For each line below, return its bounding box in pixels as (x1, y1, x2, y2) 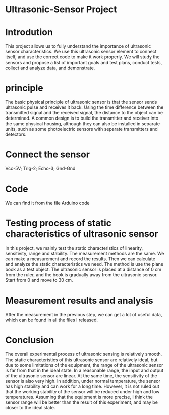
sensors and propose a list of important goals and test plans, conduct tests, (5, 60, 162, 66)
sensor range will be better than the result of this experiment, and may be (5, 399, 158, 405)
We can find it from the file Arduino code (5, 200, 90, 206)
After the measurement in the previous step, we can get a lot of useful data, (5, 311, 162, 317)
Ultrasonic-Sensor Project (5, 4, 117, 15)
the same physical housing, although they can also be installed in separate (5, 121, 160, 127)
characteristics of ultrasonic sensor (5, 228, 158, 240)
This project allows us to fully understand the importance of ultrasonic (5, 43, 151, 49)
